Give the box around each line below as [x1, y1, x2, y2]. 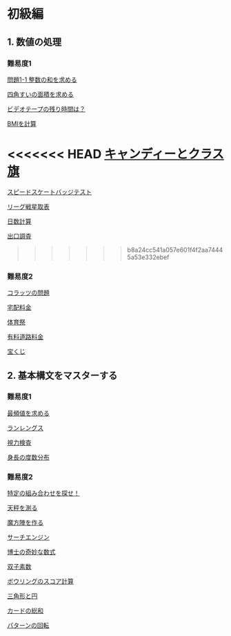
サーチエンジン [7, 533, 50, 541]
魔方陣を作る [7, 518, 43, 527]
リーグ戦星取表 [7, 202, 50, 211]
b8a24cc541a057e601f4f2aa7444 [127, 245, 223, 254]
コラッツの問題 [7, 288, 50, 297]
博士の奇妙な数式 [7, 548, 56, 556]
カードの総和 [7, 606, 43, 615]
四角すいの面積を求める [7, 90, 74, 98]
